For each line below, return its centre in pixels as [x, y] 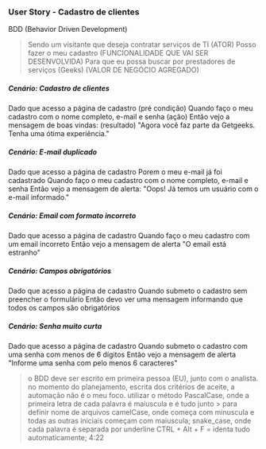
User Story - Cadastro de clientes [74, 12]
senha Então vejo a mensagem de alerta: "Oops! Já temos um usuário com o [133, 189]
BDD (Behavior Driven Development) [68, 29]
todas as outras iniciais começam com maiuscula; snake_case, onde [139, 421]
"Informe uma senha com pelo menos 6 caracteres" [93, 363]
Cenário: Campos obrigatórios [60, 271]
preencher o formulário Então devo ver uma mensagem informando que [126, 299]
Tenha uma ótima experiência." [59, 134]
